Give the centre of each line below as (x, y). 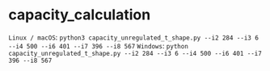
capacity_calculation (80, 15)
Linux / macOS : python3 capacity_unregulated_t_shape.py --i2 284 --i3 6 (133, 37)
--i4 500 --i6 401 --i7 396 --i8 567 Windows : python (98, 45)
